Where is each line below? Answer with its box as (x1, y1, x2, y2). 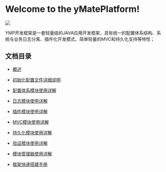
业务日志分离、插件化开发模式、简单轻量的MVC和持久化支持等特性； (13, 36, 156, 42)
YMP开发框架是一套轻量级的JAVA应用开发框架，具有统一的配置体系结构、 (5, 30, 157, 36)
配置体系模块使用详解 (12, 87, 56, 93)
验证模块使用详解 (12, 140, 48, 146)
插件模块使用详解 (12, 108, 48, 114)
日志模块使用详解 (12, 98, 48, 104)
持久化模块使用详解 (12, 129, 52, 135)
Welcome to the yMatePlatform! (5, 3, 140, 15)
